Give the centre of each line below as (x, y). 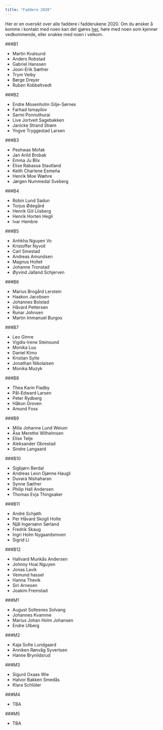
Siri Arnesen (25, 585)
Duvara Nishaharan (32, 479)
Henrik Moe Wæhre (32, 176)
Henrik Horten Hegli (33, 216)
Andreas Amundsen (32, 256)
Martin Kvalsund (29, 53)
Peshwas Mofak (29, 149)
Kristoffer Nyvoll (29, 246)
